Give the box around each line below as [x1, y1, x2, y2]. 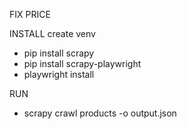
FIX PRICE [9, 9, 51, 20]
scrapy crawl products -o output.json [23, 107, 177, 119]
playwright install [23, 69, 95, 80]
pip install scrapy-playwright [23, 58, 142, 69]
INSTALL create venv [9, 28, 96, 39]
